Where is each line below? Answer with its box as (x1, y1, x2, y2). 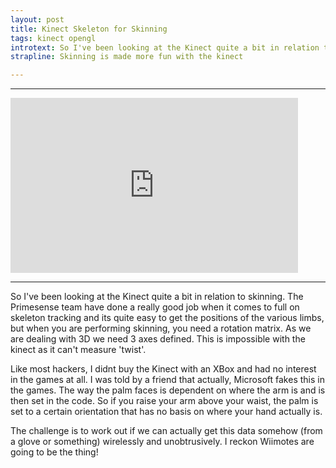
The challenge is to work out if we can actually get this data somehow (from (10, 425, 323, 437)
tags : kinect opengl (10, 33, 97, 43)
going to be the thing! (10, 446, 99, 458)
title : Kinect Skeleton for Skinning (10, 24, 168, 34)
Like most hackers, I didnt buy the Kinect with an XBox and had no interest (10, 363, 317, 375)
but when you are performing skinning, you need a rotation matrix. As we (10, 322, 312, 335)
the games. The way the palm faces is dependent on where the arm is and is (10, 384, 326, 396)
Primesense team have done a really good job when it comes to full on (10, 301, 300, 313)
